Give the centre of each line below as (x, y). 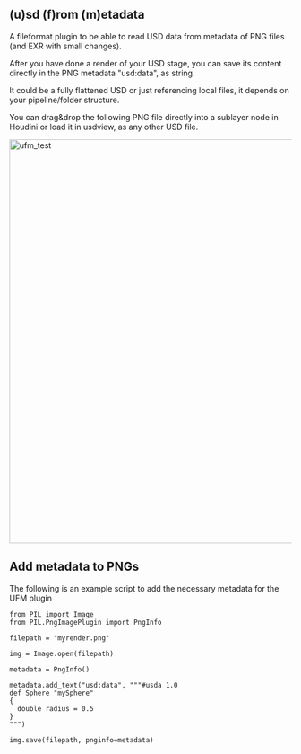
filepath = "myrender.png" (60, 638)
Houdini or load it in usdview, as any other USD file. (104, 127)
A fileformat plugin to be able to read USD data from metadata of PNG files (147, 36)
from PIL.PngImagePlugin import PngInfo (86, 622)
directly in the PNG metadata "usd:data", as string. (102, 73)
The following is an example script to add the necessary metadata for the (144, 588)
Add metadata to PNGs (74, 567)
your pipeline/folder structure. (64, 100)
